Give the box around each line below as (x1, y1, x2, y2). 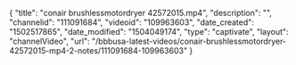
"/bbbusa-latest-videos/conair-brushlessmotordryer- (92, 36, 287, 46)
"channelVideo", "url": (9, 36, 91, 46)
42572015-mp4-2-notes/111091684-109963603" (9, 45, 188, 56)
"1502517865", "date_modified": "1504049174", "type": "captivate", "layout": (9, 27, 289, 37)
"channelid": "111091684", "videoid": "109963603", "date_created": (9, 17, 254, 28)
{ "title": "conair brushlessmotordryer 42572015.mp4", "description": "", (9, 8, 272, 18)
